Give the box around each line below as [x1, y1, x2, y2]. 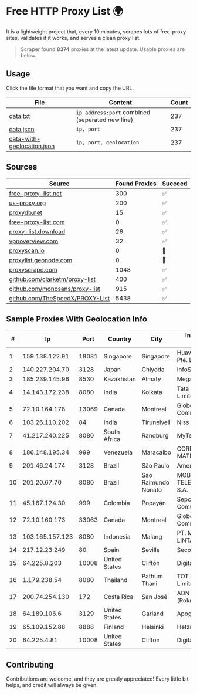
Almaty [141, 375, 161, 383]
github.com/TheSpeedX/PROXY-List [9, 294, 110, 302]
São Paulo [141, 462, 170, 470]
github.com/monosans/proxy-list [9, 285, 101, 293]
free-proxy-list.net [9, 189, 62, 197]
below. [20, 52, 37, 59]
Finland [103, 623, 124, 631]
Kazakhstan [103, 375, 137, 383]
